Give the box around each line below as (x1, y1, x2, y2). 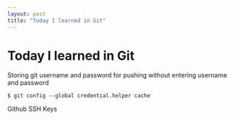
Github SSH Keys (7, 104, 57, 114)
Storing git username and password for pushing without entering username (7, 71, 228, 80)
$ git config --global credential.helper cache (7, 92, 151, 99)
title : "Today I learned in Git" (7, 17, 106, 24)
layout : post (7, 10, 46, 18)
